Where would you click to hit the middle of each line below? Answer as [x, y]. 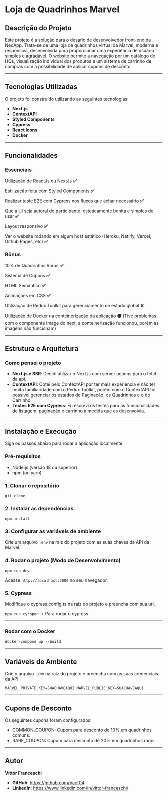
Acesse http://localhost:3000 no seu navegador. [57, 580]
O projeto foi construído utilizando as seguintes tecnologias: [67, 99]
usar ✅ [12, 216]
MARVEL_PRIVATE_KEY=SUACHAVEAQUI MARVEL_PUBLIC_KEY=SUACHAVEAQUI [74, 688]
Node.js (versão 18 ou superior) [45, 467]
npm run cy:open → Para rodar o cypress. [47, 614]
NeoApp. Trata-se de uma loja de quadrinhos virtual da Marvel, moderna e [82, 45]
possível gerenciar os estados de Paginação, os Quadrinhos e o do [81, 395]
